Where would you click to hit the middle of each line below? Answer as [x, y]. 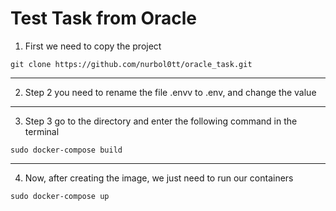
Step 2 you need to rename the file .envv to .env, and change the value [170, 92]
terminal [42, 131]
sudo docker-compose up [60, 196]
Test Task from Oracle [104, 18]
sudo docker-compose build [66, 150]
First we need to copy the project [93, 46]
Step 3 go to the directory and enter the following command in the [161, 121]
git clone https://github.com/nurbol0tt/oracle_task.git [131, 64]
